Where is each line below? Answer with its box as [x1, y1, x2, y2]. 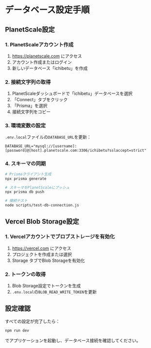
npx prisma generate [5, 176, 47, 181]
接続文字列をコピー [12, 109, 51, 115]
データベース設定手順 [5, 4, 90, 16]
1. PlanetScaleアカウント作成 [5, 41, 74, 48]
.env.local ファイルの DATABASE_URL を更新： [5, 134, 91, 140]
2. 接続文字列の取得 [5, 78, 51, 85]
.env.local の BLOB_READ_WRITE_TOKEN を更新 [12, 289, 97, 294]
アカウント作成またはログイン [12, 59, 72, 65]
